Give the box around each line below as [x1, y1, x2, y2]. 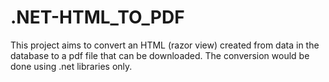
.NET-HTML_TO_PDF [10, 6, 185, 29]
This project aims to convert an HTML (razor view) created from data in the [10, 39, 320, 51]
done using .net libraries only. [10, 60, 133, 72]
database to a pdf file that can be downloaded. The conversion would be [10, 49, 310, 61]
